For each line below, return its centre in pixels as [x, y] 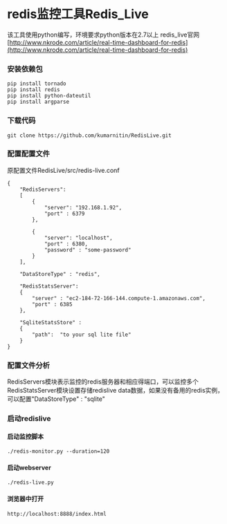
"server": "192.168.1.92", [83, 207]
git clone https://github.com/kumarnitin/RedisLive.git [89, 135]
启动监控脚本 [25, 436]
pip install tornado [37, 84]
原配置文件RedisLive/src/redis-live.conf [63, 170]
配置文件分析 [29, 365]
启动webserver [29, 467]
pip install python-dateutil [49, 96]
